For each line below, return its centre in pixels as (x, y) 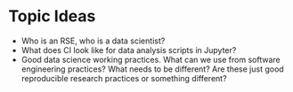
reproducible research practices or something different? (124, 78)
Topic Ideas (52, 16)
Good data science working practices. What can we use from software (151, 59)
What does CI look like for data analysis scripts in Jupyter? (129, 50)
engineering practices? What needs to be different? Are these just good (152, 69)
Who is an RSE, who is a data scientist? (93, 41)
